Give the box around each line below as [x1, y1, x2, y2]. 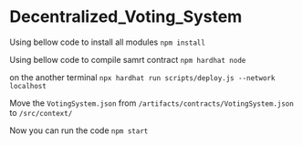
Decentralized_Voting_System [9, 6, 243, 27]
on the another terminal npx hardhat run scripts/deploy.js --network [9, 71, 276, 83]
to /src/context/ [9, 107, 73, 118]
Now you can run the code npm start [9, 125, 149, 136]
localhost [9, 81, 47, 90]
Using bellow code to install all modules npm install [9, 36, 205, 47]
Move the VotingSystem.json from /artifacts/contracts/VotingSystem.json [9, 98, 294, 109]
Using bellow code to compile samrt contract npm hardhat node [9, 54, 246, 65]
